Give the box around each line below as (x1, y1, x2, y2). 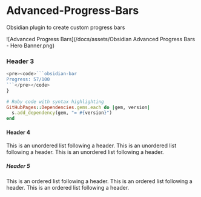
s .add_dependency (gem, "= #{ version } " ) (12, 110, 113, 116)
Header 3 (6, 57, 35, 65)
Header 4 (6, 129, 30, 136)
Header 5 (6, 162, 30, 170)
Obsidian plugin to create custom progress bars (6, 24, 125, 31)
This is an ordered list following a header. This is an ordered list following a (6, 178, 193, 185)
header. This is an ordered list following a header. (6, 184, 130, 192)
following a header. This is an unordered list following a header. (6, 149, 165, 156)
